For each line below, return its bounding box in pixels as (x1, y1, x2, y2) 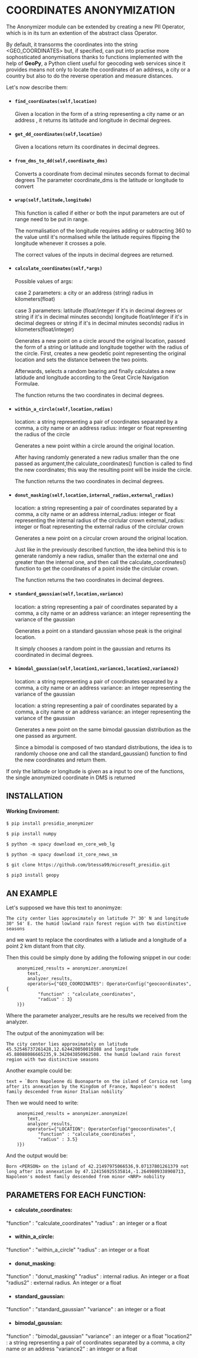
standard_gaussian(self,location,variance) (14, 591, 124, 597)
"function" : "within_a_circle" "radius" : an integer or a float (6, 1246, 150, 1253)
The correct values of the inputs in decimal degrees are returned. (14, 251, 174, 258)
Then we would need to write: (6, 1099, 79, 1106)
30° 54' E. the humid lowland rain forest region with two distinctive (6, 921, 186, 927)
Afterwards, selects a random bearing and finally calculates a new (14, 367, 176, 374)
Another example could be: (6, 1067, 72, 1074)
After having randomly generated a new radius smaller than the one (14, 453, 179, 461)
